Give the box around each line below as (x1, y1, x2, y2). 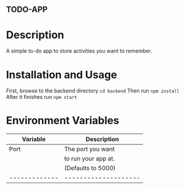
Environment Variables (6, 114, 119, 128)
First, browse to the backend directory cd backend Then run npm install (6, 87, 180, 94)
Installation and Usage (6, 68, 117, 81)
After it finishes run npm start (6, 94, 77, 101)
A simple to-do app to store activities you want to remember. (6, 47, 152, 54)
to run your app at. (64, 154, 115, 163)
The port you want (64, 145, 115, 153)
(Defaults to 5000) (64, 164, 116, 172)
